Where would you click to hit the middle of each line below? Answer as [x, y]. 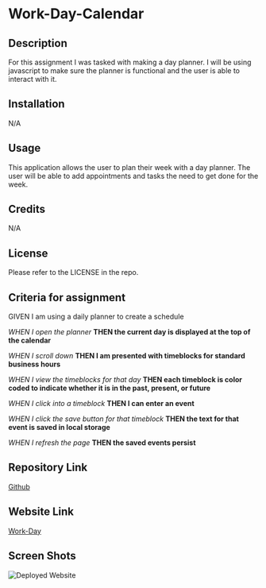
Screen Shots [42, 556]
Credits [27, 209]
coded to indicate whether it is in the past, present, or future [110, 388]
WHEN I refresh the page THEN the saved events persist [102, 443]
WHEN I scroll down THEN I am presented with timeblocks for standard [127, 356]
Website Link [41, 512]
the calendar [30, 340]
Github [19, 486]
